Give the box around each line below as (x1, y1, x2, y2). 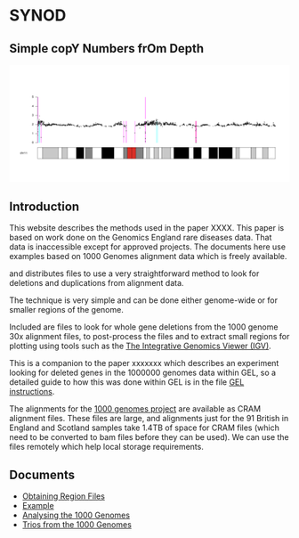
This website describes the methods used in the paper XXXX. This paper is (9, 223, 285, 233)
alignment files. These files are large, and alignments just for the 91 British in (9, 413, 289, 424)
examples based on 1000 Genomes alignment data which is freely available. (9, 251, 287, 262)
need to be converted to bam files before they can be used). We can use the (9, 432, 289, 443)
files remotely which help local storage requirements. (9, 442, 205, 452)
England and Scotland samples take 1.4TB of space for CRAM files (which (9, 422, 280, 433)
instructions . (9, 387, 55, 397)
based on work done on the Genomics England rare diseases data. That (9, 232, 272, 243)
